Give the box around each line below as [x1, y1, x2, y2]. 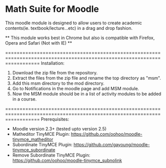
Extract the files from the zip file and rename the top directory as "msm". [12, 75, 162, 81]
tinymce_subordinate [12, 147, 56, 153]
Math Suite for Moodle [5, 3, 99, 15]
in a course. [12, 96, 37, 102]
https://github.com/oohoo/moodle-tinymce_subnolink [12, 157, 122, 163]
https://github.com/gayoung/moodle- [74, 141, 150, 147]
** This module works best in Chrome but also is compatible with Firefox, [5, 35, 155, 41]
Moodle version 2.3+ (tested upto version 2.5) [12, 125, 107, 132]
